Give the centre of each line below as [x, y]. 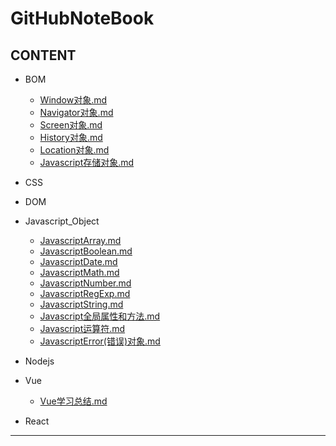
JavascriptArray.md [80, 240]
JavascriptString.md [81, 304]
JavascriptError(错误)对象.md [100, 341]
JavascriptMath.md [79, 272]
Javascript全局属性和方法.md [100, 316]
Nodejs [39, 361]
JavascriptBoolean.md [86, 251]
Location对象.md [74, 150]
